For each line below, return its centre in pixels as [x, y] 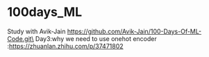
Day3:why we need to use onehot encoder [96, 38]
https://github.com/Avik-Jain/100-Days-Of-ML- [134, 31]
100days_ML [44, 12]
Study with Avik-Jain [36, 31]
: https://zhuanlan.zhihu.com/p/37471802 [65, 46]
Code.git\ [20, 38]
